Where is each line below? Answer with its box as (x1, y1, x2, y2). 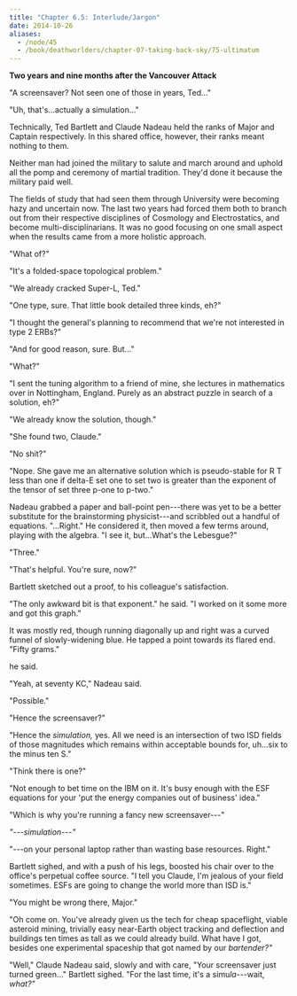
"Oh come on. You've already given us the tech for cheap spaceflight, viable (9, 914, 288, 925)
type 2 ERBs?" (9, 327, 62, 338)
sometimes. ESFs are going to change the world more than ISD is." (9, 880, 252, 891)
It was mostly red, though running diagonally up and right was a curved (9, 626, 270, 636)
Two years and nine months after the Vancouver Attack (9, 70, 217, 81)
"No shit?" (9, 448, 47, 459)
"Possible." (9, 696, 50, 706)
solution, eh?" (9, 397, 60, 408)
